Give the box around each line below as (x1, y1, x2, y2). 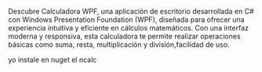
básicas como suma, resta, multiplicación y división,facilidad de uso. (8, 40, 230, 49)
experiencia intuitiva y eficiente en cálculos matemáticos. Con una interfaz (8, 23, 249, 32)
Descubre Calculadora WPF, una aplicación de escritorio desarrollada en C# (8, 7, 255, 16)
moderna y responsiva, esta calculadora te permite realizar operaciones (8, 31, 241, 41)
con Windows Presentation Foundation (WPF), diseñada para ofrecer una (8, 15, 245, 24)
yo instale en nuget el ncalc (8, 55, 97, 64)
